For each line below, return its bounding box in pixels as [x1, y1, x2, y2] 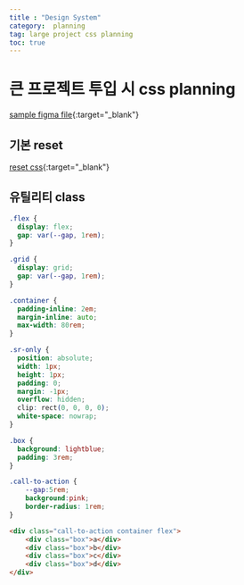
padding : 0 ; [17, 379, 62, 388]
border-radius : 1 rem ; [25, 502, 105, 512]
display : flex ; [17, 222, 74, 231]
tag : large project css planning [9, 29, 134, 38]
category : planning [9, 21, 86, 30]
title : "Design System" [9, 13, 102, 22]
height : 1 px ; [17, 370, 66, 380]
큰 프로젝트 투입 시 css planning [9, 79, 236, 99]
